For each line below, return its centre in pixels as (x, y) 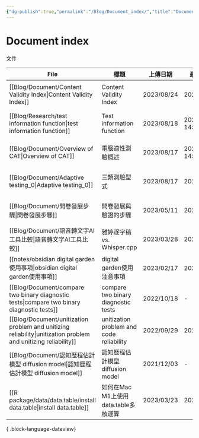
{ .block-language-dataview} (41, 429)
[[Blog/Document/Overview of (51, 148)
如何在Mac (117, 387)
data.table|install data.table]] (49, 407)
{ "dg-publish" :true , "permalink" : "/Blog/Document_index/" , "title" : (90, 12)
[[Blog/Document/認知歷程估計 (52, 355)
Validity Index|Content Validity (51, 94)
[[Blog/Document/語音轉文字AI (52, 230)
